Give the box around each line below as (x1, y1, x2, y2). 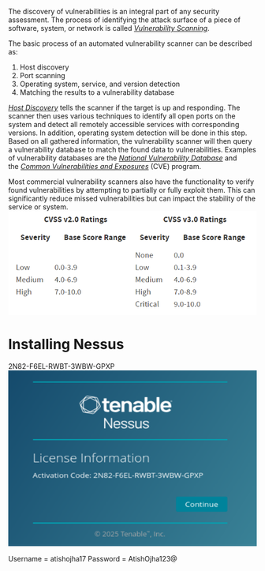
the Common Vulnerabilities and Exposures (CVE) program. (8, 162, 202, 171)
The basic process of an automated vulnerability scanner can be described (8, 39, 252, 48)
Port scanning (19, 71, 65, 80)
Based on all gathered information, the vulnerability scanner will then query (8, 137, 252, 145)
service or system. (8, 202, 69, 212)
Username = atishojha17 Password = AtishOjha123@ (8, 554, 177, 564)
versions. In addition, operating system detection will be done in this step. (8, 128, 248, 137)
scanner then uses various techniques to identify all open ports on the (8, 111, 236, 121)
